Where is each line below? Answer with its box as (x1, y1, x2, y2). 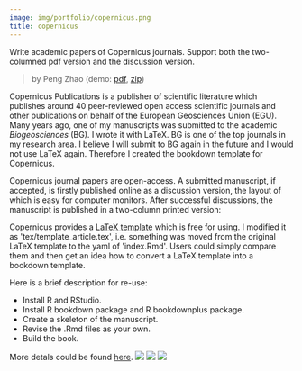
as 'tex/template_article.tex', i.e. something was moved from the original (9, 231, 277, 241)
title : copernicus (9, 22, 78, 31)
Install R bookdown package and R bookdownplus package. (22, 303, 245, 315)
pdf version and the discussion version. (48, 56, 196, 67)
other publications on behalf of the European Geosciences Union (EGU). (9, 110, 278, 121)
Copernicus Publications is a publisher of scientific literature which (9, 91, 258, 102)
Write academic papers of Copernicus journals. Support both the (9, 46, 251, 57)
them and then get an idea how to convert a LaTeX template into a (9, 249, 254, 261)
